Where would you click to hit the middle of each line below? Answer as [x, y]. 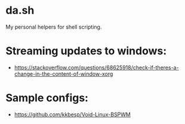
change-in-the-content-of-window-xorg [64, 74]
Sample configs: [47, 98]
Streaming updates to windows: [86, 51]
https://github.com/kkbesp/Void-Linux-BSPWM [72, 114]
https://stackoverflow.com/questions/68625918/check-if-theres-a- [97, 67]
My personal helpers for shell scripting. [54, 27]
